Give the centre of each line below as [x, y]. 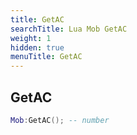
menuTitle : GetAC [46, 57]
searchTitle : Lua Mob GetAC [69, 29]
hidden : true [37, 47]
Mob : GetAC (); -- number [60, 120]
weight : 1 [31, 38]
